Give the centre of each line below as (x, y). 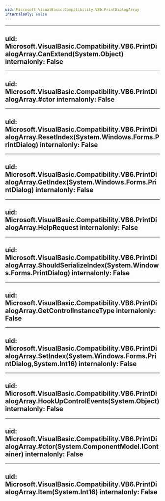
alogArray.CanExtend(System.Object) (64, 54)
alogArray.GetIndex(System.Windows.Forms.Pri (81, 182)
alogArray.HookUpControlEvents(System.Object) (82, 401)
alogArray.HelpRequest (42, 228)
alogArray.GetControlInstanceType (60, 310)
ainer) (14, 454)
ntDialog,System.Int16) (41, 364)
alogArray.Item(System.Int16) (52, 492)
